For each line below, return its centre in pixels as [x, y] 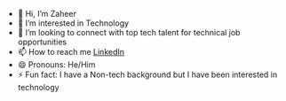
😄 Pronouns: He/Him [56, 65]
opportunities [42, 42]
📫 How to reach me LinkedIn [71, 52]
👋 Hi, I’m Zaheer [47, 14]
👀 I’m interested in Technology [73, 23]
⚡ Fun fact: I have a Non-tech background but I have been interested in [147, 74]
